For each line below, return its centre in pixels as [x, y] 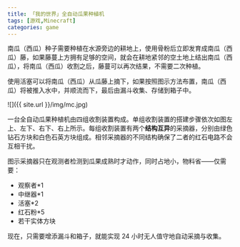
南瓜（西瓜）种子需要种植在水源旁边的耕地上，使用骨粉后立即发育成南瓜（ [117, 49]
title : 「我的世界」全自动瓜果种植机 [56, 14]
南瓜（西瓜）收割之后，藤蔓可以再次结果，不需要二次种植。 [117, 66]
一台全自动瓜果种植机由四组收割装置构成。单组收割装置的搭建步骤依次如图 [117, 119]
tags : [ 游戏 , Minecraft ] [42, 21]
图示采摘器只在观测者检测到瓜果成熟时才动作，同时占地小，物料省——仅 [114, 161]
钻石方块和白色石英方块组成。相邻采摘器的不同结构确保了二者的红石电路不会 [120, 137]
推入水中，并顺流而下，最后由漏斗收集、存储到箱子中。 [113, 91]
